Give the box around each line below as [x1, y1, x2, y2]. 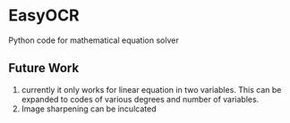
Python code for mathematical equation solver [8, 35, 180, 45]
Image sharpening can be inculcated [21, 103, 157, 114]
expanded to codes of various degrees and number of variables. [21, 94, 260, 104]
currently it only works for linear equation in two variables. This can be [21, 84, 282, 94]
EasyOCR [8, 5, 80, 26]
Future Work [8, 61, 80, 76]
